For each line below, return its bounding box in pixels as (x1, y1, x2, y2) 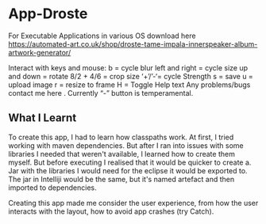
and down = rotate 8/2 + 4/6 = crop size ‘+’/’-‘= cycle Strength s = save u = (8, 71, 254, 81)
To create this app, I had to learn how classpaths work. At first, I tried (8, 132, 234, 142)
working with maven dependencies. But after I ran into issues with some (8, 140, 244, 150)
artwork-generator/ (8, 47, 71, 57)
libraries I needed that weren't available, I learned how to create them (8, 149, 236, 158)
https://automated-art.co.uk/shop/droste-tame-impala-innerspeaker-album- (8, 39, 258, 48)
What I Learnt (8, 112, 77, 125)
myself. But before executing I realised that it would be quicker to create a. (8, 158, 252, 167)
